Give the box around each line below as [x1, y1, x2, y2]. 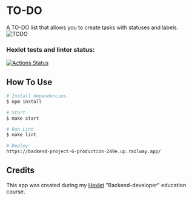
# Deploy [6, 143, 28, 149]
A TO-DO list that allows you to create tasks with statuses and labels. [6, 24, 179, 31]
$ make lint [6, 132, 36, 138]
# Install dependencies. [6, 93, 69, 99]
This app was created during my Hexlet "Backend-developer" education [6, 181, 187, 188]
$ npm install [6, 98, 42, 105]
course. [6, 188, 25, 195]
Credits [6, 165, 35, 176]
